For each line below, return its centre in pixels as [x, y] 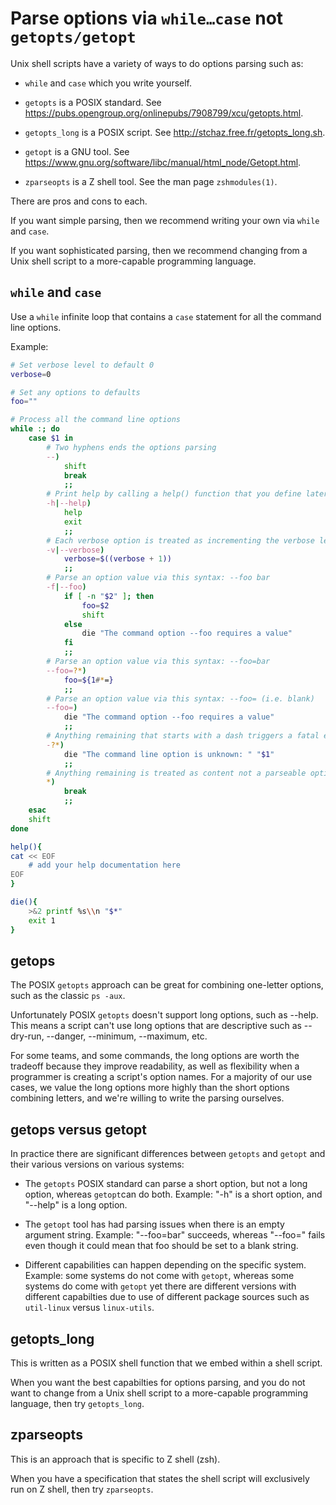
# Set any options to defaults [75, 392]
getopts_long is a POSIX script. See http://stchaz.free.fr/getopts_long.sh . [175, 132]
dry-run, [27, 1036]
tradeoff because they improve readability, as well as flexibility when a [155, 1066]
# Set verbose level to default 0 [82, 365]
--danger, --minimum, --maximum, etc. [127, 1036]
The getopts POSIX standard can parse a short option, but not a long [166, 1184]
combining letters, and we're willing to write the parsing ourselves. [147, 1098]
